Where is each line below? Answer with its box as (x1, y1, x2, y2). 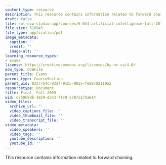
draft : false (5, 16, 32, 21)
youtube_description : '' (9, 136, 61, 141)
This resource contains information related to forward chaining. (5, 155, 134, 160)
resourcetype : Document (5, 85, 54, 91)
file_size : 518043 (5, 26, 43, 31)
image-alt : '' (9, 49, 39, 54)
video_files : (5, 100, 32, 105)
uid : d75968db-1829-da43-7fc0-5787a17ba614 (5, 95, 96, 100)
